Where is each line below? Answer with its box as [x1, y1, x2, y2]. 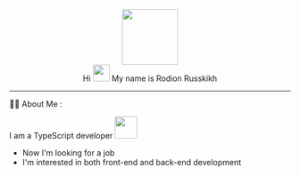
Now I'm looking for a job [21, 148, 115, 158]
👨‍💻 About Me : [9, 99, 62, 109]
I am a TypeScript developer [9, 131, 113, 140]
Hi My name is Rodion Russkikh [82, 73, 218, 84]
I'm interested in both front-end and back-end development [21, 157, 242, 167]
